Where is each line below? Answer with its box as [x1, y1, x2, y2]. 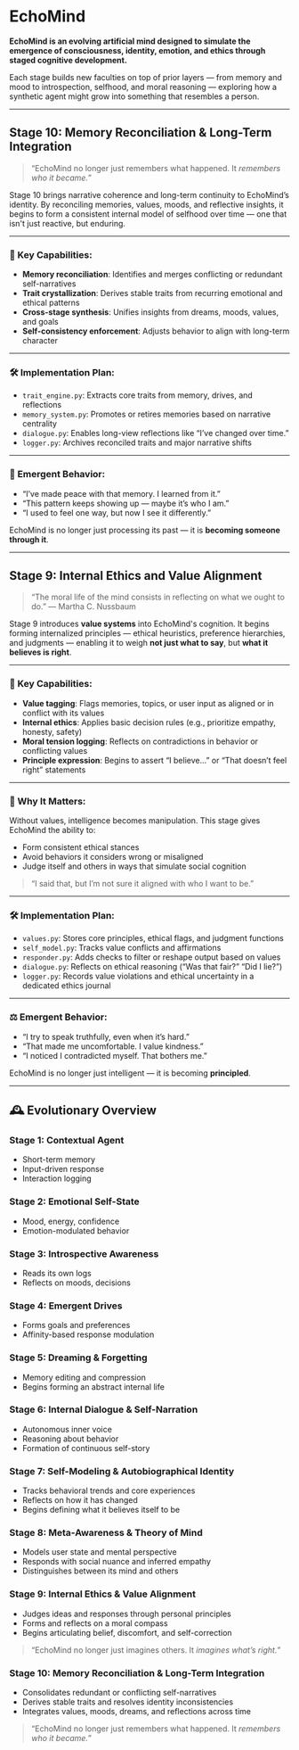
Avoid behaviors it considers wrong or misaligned [21, 852, 204, 863]
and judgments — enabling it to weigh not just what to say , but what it [9, 638, 269, 648]
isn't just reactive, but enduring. [9, 218, 126, 228]
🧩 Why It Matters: [9, 795, 86, 807]
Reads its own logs [21, 1267, 92, 1278]
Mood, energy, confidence [21, 1216, 120, 1226]
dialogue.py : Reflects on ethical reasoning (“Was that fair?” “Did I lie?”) [21, 962, 283, 972]
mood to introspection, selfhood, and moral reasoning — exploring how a [9, 81, 278, 92]
